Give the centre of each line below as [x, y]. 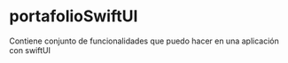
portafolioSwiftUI [74, 16]
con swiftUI [30, 50]
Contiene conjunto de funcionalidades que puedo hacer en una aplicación [144, 41]
